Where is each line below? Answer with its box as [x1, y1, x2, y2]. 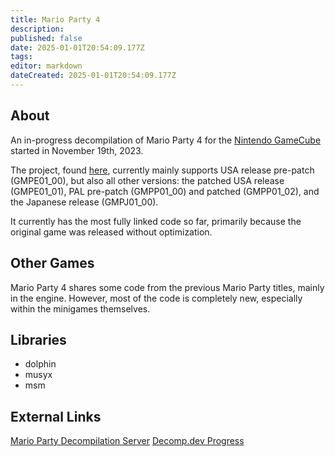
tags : [10, 52, 33, 62]
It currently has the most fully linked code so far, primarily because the [10, 215, 302, 227]
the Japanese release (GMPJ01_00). [10, 196, 159, 208]
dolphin [24, 358, 57, 370]
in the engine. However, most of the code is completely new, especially [10, 292, 303, 304]
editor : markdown [10, 61, 83, 71]
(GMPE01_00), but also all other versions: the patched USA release [10, 174, 285, 186]
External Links [10, 408, 102, 425]
